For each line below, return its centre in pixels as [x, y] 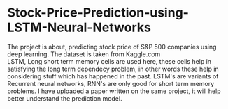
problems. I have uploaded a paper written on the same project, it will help [114, 91]
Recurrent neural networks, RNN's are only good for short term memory [111, 83]
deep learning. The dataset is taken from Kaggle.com [84, 54]
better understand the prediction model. [65, 98]
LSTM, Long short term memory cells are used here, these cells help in [109, 61]
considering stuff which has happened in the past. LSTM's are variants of [113, 76]
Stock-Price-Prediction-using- [98, 13]
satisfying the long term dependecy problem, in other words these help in [113, 69]
